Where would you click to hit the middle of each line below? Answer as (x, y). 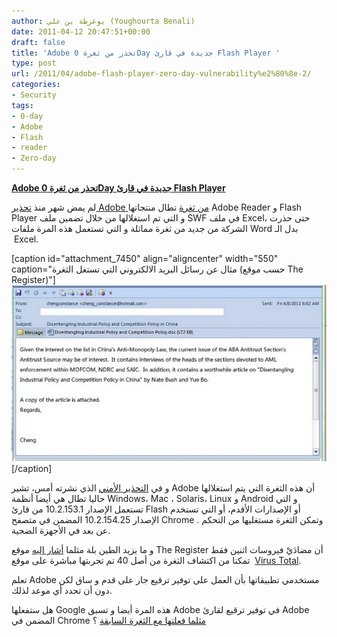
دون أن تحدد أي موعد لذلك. (62, 591)
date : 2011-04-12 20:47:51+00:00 (81, 31)
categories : (36, 85)
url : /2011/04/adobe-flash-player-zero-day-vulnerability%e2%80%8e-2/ (161, 74)
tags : (22, 105)
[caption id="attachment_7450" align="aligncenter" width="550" (145, 258)
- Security (34, 95)
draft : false (38, 42)
